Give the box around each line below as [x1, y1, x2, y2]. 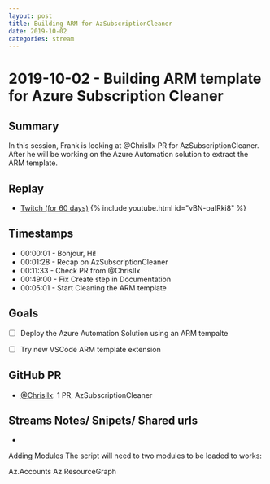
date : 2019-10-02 [8, 27, 67, 35]
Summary [8, 119, 59, 133]
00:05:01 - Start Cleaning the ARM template [20, 282, 167, 293]
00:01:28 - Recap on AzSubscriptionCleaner [20, 257, 168, 267]
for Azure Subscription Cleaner [8, 87, 224, 106]
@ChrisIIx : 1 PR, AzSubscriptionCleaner [20, 390, 153, 399]
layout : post [8, 11, 53, 20]
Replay [8, 181, 45, 195]
